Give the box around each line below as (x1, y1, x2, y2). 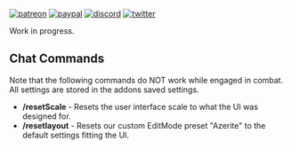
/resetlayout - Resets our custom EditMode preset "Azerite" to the (21, 120, 266, 130)
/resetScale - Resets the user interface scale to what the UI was (21, 101, 258, 112)
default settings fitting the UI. (21, 129, 130, 140)
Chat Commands (9, 51, 105, 67)
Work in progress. (9, 26, 75, 35)
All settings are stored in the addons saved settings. (9, 84, 199, 95)
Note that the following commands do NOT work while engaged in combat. (9, 74, 283, 85)
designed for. (21, 111, 71, 122)
